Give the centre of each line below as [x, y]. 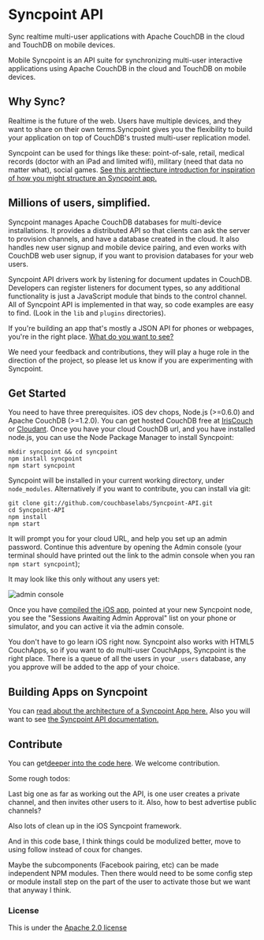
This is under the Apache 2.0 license [68, 928]
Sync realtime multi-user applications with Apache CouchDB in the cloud [126, 36]
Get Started [37, 393]
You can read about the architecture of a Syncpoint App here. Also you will [129, 711]
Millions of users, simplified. [80, 203]
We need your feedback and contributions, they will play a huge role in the [129, 352]
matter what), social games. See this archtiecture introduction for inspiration [132, 169]
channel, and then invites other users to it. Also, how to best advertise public [132, 802]
